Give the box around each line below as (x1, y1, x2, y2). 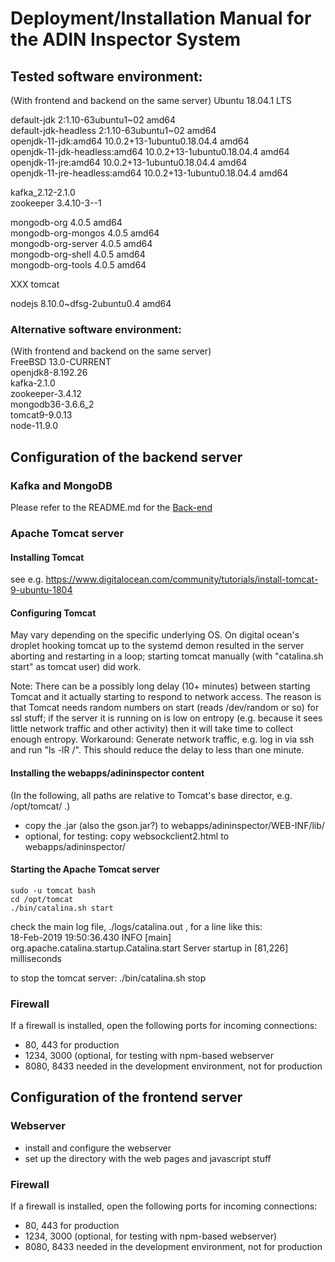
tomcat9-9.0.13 (10, 409, 73, 421)
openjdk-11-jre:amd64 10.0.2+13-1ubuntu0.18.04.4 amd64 (10, 157, 248, 168)
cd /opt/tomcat (10, 894, 74, 904)
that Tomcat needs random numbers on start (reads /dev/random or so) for (10, 702, 320, 714)
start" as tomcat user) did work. (10, 661, 142, 673)
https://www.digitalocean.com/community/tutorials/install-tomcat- (45, 573, 319, 586)
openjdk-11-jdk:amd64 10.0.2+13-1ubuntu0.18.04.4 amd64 (10, 135, 250, 147)
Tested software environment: (10, 68, 203, 85)
